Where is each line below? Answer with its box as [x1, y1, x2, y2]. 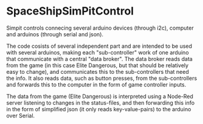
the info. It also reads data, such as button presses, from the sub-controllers [6, 74, 198, 82]
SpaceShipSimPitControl [6, 4, 134, 18]
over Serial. [6, 112, 35, 119]
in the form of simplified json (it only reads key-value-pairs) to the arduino [6, 105, 191, 113]
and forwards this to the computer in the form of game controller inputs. [6, 80, 187, 88]
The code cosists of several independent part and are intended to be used [6, 42, 193, 50]
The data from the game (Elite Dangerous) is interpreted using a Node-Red [6, 93, 193, 100]
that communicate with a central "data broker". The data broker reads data [6, 55, 193, 62]
